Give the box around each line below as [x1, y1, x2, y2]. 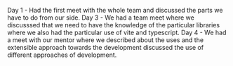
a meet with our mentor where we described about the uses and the [7, 36, 204, 44]
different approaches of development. [7, 51, 117, 59]
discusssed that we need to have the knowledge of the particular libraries [7, 21, 220, 29]
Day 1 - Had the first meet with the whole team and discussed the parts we [7, 6, 223, 14]
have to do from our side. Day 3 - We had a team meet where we [7, 13, 194, 22]
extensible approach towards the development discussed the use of [7, 44, 204, 51]
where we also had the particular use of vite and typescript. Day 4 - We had [7, 28, 227, 37]
